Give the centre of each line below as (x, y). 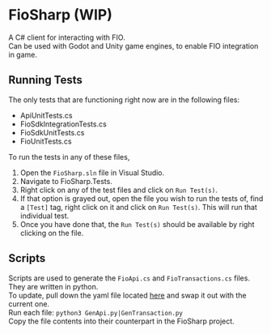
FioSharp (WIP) (61, 15)
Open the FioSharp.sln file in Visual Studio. (92, 173)
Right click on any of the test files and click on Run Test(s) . (119, 190)
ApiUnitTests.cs (46, 115)
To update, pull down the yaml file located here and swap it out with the (127, 295)
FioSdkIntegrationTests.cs (63, 124)
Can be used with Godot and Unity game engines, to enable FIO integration (133, 45)
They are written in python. (53, 286)
